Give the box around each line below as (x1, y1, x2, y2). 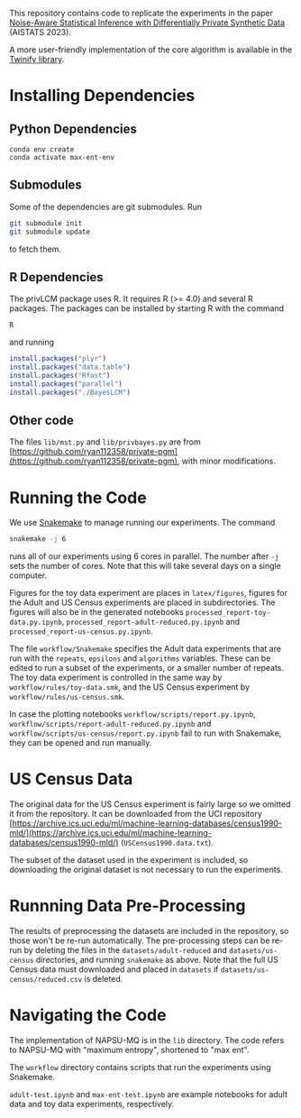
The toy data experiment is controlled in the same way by (9, 672, 223, 683)
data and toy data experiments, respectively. (9, 1099, 175, 1110)
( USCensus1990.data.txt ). (120, 838, 214, 848)
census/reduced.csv (9, 976, 83, 985)
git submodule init (9, 218, 83, 228)
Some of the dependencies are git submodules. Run (9, 201, 203, 212)
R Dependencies (9, 270, 104, 285)
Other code (9, 413, 75, 428)
